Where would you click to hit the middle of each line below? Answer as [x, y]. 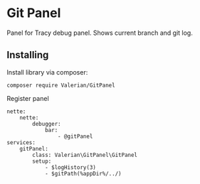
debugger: [47, 124]
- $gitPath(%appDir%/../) [83, 173]
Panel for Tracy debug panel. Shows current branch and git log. [100, 33]
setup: [42, 161]
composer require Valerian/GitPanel [61, 85]
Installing [28, 55]
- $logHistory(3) [70, 167]
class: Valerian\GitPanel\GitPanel [85, 155]
